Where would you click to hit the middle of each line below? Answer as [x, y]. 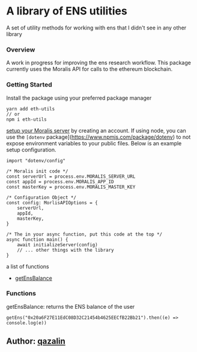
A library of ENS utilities [67, 11]
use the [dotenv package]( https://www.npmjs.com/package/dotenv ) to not [98, 137]
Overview [21, 49]
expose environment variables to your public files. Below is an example [94, 143]
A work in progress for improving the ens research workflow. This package [98, 63]
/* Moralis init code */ [37, 171]
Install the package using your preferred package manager [79, 98]
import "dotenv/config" [36, 160]
